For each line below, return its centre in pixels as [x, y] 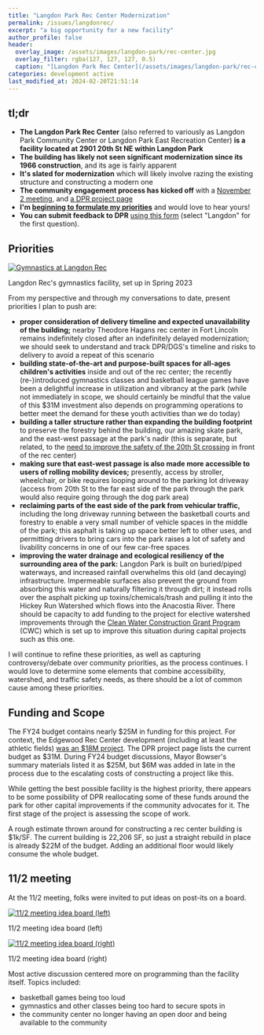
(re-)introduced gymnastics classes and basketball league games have [134, 380]
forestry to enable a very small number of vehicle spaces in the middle [134, 522]
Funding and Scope [57, 713]
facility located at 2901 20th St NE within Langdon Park [111, 149]
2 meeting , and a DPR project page [76, 199]
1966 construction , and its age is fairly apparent [98, 165]
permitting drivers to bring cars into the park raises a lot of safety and [132, 539]
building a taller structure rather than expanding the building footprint [136, 422]
